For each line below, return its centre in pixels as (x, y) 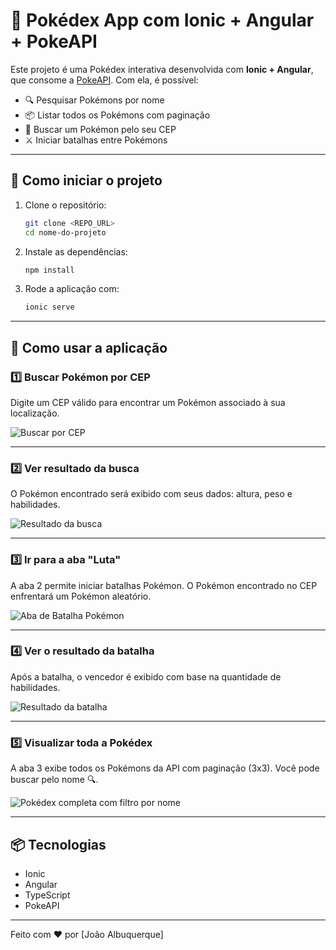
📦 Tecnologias (58, 844)
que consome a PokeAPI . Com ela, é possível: (104, 80)
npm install (49, 270)
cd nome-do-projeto (65, 232)
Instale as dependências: (76, 251)
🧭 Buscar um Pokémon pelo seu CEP (100, 129)
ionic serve (49, 307)
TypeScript (47, 895)
